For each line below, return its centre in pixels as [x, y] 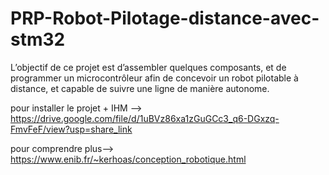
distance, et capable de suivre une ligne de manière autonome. [140, 88]
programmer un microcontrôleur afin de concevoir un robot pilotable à [154, 78]
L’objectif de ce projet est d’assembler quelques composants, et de [148, 67]
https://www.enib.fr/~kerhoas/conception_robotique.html [128, 159]
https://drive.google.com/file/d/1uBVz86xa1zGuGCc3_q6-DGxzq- [145, 118]
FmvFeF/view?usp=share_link [71, 129]
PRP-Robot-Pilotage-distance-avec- [165, 18]
